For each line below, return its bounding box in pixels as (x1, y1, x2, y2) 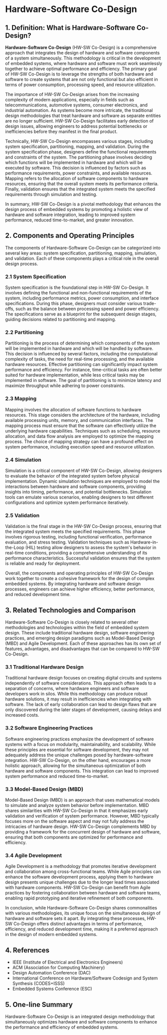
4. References (5, 946, 50, 954)
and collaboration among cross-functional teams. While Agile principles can (5, 868, 161, 874)
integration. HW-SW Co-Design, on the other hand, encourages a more (5, 757, 151, 763)
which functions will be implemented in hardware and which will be (5, 159, 143, 165)
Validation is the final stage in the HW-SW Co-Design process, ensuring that (5, 523, 162, 529)
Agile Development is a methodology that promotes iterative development (5, 863, 157, 869)
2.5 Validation (5, 511, 40, 518)
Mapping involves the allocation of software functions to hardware (5, 406, 142, 412)
